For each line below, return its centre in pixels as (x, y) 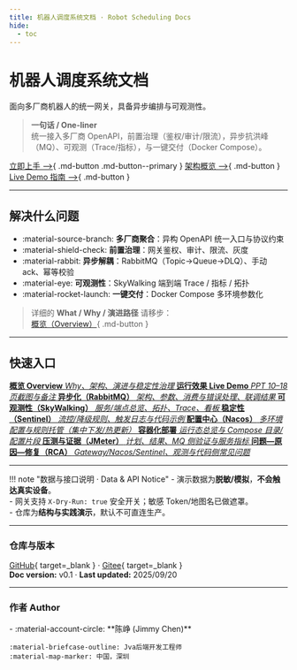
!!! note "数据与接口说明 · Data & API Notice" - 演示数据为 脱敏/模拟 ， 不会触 (145, 479)
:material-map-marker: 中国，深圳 (69, 656)
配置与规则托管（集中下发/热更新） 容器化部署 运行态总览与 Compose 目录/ (146, 430)
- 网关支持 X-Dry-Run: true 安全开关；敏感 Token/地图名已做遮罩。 (131, 501)
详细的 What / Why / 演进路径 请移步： (101, 313)
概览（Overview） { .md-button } (90, 324)
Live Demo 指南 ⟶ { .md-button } (70, 177)
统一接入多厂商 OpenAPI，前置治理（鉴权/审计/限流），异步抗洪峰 (149, 136)
